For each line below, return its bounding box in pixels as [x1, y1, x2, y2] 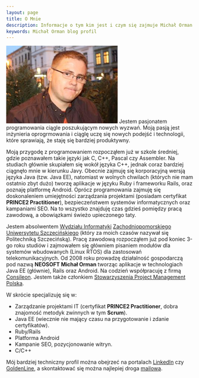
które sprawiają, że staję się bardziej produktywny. [6, 137, 131, 144]
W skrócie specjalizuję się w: [6, 291, 77, 298]
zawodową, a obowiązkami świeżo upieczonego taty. [6, 212, 137, 219]
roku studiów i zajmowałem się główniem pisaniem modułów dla [14, 242, 170, 249]
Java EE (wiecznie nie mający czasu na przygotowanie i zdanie [14, 316, 169, 323]
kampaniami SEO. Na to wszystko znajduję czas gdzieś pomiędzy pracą [6, 205, 182, 212]
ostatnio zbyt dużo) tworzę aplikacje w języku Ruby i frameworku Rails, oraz [6, 180, 193, 187]
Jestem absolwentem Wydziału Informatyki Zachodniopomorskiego [6, 223, 172, 230]
